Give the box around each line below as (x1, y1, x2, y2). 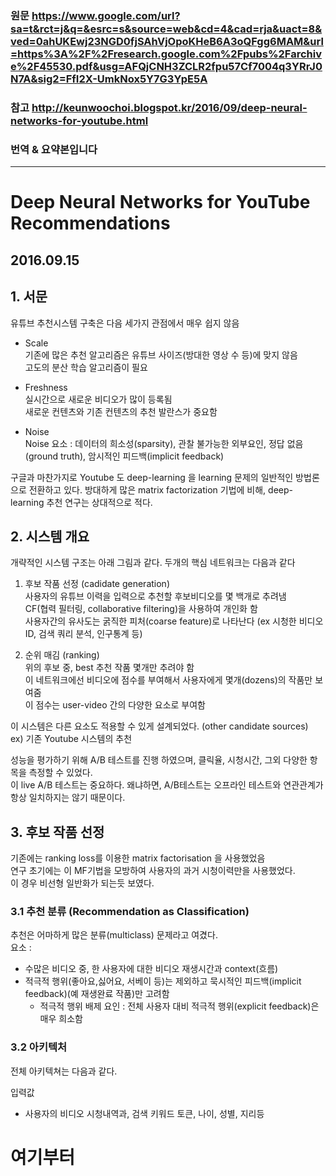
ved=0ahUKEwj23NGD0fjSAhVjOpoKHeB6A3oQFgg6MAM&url (10, 34, 324, 48)
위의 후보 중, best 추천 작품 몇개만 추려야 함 (24, 662, 195, 674)
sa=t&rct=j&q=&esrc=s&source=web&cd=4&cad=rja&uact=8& (10, 22, 323, 36)
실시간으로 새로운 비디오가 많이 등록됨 (24, 393, 173, 405)
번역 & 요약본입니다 (10, 142, 98, 156)
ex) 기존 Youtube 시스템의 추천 (10, 733, 133, 745)
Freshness (24, 381, 68, 393)
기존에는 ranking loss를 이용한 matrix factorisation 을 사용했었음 (10, 852, 266, 864)
